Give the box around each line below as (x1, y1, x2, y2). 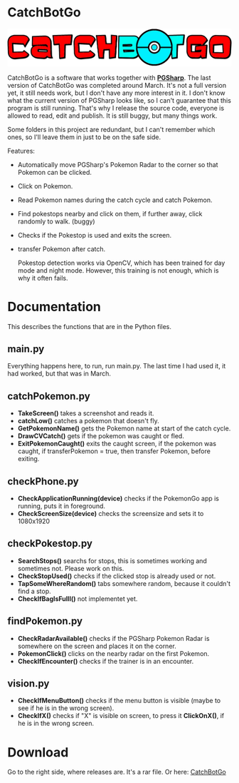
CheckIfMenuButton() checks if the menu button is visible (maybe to (17, 697, 221, 705)
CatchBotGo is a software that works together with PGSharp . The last (7, 73, 211, 82)
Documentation (7, 298, 102, 315)
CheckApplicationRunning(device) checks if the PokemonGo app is (17, 494, 219, 503)
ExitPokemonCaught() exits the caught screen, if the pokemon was (17, 440, 217, 448)
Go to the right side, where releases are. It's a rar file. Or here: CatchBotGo (7, 768, 226, 777)
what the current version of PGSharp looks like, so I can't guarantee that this (7, 96, 231, 104)
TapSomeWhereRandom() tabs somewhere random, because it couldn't (17, 579, 231, 587)
